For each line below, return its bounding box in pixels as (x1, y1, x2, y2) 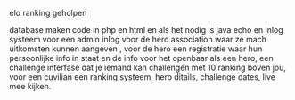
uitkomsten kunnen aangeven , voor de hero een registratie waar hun (9, 43, 263, 54)
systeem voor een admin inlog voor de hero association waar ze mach (9, 35, 267, 44)
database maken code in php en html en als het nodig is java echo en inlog (9, 25, 283, 35)
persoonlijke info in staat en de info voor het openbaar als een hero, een (9, 53, 274, 63)
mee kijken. (9, 81, 52, 91)
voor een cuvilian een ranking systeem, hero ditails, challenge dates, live (9, 72, 276, 82)
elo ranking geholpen (9, 8, 87, 18)
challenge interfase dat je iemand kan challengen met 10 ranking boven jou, (9, 62, 287, 73)
